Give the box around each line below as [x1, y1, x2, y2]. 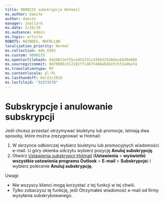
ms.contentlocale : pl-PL [5, 71, 56, 76]
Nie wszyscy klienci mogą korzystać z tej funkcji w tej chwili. [12, 182, 136, 188]
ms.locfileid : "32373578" [5, 80, 58, 85]
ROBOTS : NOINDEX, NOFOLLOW [5, 39, 60, 44]
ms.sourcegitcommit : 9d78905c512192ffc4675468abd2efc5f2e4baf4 [5, 62, 137, 67]
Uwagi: [5, 172, 20, 179]
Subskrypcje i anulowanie [5, 101, 113, 112]
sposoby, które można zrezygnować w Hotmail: [5, 133, 101, 138]
